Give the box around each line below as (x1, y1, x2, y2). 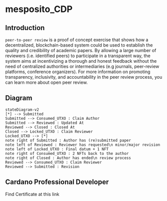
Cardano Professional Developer (5, 178, 109, 186)
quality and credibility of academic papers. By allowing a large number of (5, 48, 156, 53)
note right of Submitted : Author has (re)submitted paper (5, 138, 131, 143)
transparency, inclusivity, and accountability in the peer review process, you (5, 74, 162, 80)
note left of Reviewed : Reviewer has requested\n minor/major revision (5, 142, 160, 147)
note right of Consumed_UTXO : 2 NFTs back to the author (5, 151, 129, 156)
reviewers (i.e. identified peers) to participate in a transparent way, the (5, 53, 150, 59)
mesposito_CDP (5, 4, 73, 15)
